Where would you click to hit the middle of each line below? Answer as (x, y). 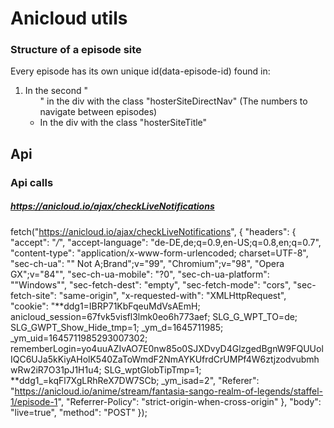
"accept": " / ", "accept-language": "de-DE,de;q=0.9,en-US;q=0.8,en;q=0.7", (166, 242)
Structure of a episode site (76, 50)
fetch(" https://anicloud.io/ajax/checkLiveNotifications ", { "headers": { (153, 231)
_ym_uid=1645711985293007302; (79, 338)
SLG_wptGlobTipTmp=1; (152, 369)
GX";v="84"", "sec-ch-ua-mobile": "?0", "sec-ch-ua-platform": (140, 274)
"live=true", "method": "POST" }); (79, 412)
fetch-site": (33, 295)
